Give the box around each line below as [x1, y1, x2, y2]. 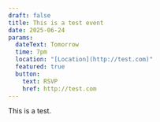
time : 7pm [15, 48, 47, 56]
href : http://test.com [22, 84, 97, 93]
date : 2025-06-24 [8, 26, 65, 34]
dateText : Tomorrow [15, 41, 80, 49]
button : [15, 70, 41, 78]
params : [8, 33, 34, 42]
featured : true [15, 63, 65, 71]
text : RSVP [22, 77, 58, 85]
